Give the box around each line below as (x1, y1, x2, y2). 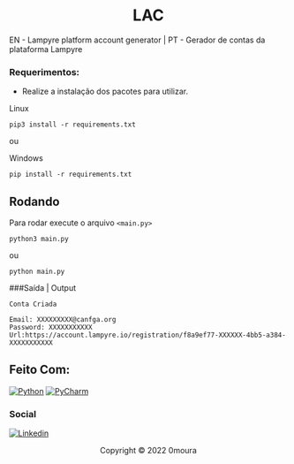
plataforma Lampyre (9, 43, 83, 54)
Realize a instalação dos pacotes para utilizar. (21, 86, 188, 97)
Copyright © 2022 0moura (100, 445, 197, 456)
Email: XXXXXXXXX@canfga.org (9, 316, 117, 324)
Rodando (9, 194, 60, 209)
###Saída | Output (9, 283, 77, 293)
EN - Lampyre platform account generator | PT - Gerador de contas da (9, 34, 266, 45)
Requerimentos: (9, 65, 80, 78)
